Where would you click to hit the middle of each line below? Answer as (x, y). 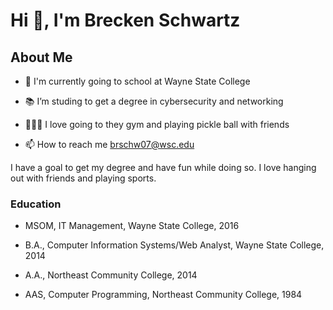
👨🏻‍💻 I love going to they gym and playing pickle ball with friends (157, 124)
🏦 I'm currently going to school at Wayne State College (137, 81)
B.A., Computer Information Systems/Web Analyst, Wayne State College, (174, 245)
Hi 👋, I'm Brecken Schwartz (125, 20)
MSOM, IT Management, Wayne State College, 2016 (132, 226)
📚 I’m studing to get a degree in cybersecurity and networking (154, 101)
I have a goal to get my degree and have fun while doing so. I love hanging (163, 167)
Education (36, 204)
